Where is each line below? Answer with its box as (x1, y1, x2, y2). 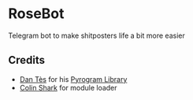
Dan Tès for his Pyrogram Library (19, 74, 128, 83)
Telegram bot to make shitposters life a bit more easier (8, 31, 185, 40)
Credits (8, 54, 46, 67)
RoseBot (8, 5, 65, 23)
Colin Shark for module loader (19, 83, 117, 92)
